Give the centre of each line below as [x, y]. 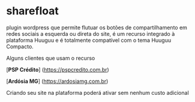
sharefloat [32, 11]
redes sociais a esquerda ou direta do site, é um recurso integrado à [91, 33]
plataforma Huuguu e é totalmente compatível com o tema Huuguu [89, 40]
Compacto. [20, 47]
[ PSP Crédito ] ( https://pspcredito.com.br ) [58, 69]
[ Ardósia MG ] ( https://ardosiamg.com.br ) [57, 81]
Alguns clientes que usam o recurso [51, 58]
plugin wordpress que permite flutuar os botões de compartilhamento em [97, 27]
